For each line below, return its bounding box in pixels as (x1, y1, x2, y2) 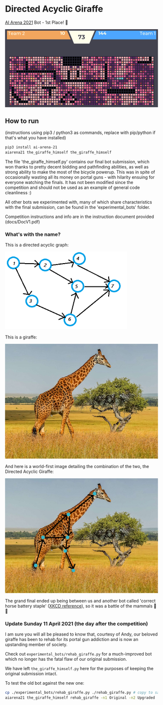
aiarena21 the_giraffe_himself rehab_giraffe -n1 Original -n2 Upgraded (5, 695, 155, 700)
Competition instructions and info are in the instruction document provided (5, 214, 154, 219)
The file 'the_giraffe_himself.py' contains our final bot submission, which (5, 159, 149, 165)
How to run (5, 117, 39, 125)
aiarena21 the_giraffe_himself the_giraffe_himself (5, 150, 112, 155)
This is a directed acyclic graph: (5, 242, 69, 248)
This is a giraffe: (5, 334, 37, 340)
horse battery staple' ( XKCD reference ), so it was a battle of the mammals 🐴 (5, 603, 157, 609)
